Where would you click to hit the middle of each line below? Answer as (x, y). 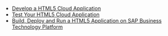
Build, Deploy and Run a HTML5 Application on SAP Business (87, 21)
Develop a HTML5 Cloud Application (56, 8)
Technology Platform (37, 27)
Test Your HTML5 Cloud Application (56, 15)
